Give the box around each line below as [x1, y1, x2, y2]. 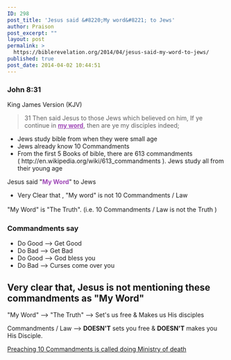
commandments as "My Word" [7, 292, 144, 304]
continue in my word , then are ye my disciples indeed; [24, 121, 180, 129]
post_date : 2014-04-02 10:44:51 [7, 62, 101, 69]
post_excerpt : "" [7, 29, 58, 37]
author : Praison [7, 23, 54, 30]
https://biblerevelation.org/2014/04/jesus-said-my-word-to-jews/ [13, 49, 209, 56]
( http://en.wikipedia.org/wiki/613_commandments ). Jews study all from [17, 157, 224, 165]
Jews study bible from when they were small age [17, 135, 158, 143]
